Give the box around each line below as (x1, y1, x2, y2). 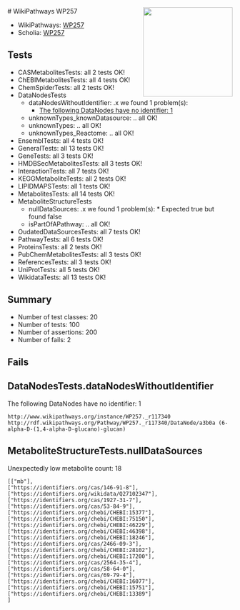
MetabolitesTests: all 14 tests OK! (17, 189, 116, 198)
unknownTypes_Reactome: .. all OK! (28, 129, 134, 137)
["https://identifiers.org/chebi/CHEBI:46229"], (7, 521, 155, 529)
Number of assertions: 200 (17, 328, 98, 336)
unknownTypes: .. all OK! (28, 121, 101, 129)
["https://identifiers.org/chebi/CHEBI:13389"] (7, 590, 152, 597)
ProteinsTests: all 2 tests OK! (17, 242, 102, 251)
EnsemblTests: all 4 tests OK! (17, 136, 104, 145)
